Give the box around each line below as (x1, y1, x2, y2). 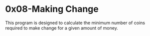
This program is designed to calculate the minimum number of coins (5, 20, 146, 26)
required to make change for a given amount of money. (5, 25, 118, 31)
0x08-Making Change (5, 3, 99, 15)
